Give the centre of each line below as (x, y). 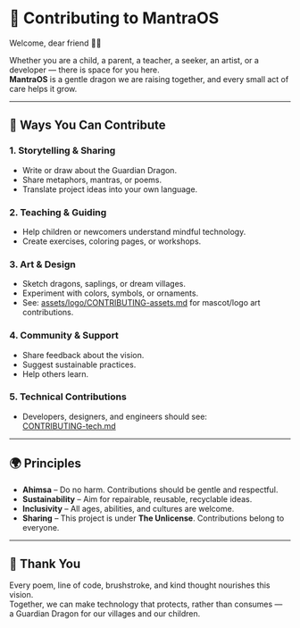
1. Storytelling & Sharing (62, 151)
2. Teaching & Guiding (58, 212)
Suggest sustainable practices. (79, 364)
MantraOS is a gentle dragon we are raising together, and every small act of (149, 79)
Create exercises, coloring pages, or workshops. (112, 241)
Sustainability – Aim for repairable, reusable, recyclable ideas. (137, 498)
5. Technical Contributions (68, 397)
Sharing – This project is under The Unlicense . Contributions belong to (153, 518)
